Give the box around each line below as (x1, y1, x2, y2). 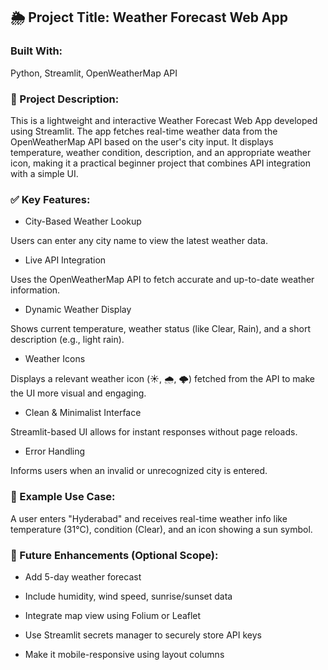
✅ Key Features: (10, 192, 91, 206)
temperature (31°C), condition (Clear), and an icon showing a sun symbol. (10, 523, 313, 535)
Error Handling (24, 445, 86, 458)
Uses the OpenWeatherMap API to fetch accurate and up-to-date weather (10, 274, 315, 286)
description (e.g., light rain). (10, 334, 125, 346)
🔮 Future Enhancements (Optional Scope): (10, 548, 219, 562)
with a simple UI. (10, 167, 79, 179)
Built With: (10, 44, 63, 58)
